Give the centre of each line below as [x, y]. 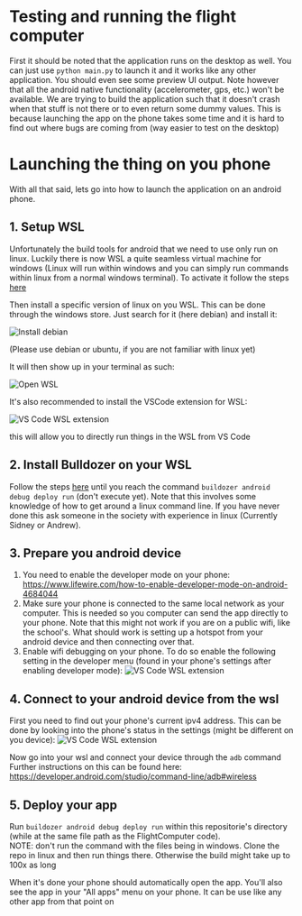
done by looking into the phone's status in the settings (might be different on [151, 730]
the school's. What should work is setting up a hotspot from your [143, 632]
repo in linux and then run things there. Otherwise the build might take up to [150, 855]
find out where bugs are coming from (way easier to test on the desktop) [144, 127]
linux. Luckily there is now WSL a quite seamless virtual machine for [135, 258]
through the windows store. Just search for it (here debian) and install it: [143, 314]
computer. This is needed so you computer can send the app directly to [155, 613]
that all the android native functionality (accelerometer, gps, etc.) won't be [147, 89]
